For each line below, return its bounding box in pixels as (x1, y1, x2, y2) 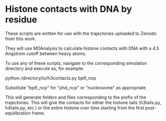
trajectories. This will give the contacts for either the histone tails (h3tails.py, (5, 99, 162, 105)
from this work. (5, 36, 36, 42)
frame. (31, 110, 46, 116)
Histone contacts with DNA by (5, 3, 132, 15)
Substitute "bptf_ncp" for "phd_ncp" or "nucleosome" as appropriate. (5, 84, 148, 90)
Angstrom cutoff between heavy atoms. (5, 51, 86, 57)
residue (5, 14, 37, 25)
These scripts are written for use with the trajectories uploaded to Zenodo (5, 30, 157, 36)
